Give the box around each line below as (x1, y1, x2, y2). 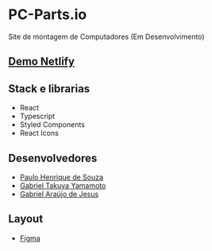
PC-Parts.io (8, 6, 87, 24)
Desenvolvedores (8, 151, 98, 164)
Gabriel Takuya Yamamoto (19, 180, 106, 190)
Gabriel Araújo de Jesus (19, 189, 99, 199)
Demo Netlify (8, 55, 75, 68)
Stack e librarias (8, 82, 91, 95)
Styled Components (19, 120, 86, 129)
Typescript (19, 111, 56, 121)
